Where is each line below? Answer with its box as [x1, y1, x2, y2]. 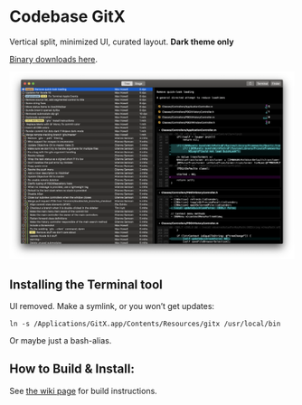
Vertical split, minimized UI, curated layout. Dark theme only [9, 36, 234, 47]
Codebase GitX [9, 6, 126, 27]
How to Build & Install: [9, 362, 136, 377]
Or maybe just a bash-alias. [9, 334, 112, 345]
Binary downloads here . [9, 53, 98, 64]
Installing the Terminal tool [9, 277, 163, 292]
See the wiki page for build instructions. [9, 385, 158, 396]
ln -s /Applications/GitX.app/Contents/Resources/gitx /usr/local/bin [9, 319, 281, 328]
